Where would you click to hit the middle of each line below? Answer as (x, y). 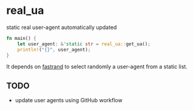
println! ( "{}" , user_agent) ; (54, 50)
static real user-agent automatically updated (62, 27)
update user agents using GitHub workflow (69, 100)
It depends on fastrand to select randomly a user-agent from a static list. (97, 66)
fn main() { (21, 38)
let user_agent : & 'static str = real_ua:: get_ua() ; (84, 44)
